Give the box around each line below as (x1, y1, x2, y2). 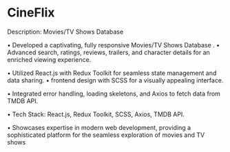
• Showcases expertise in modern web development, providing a (7, 123, 191, 131)
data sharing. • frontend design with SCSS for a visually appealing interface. (7, 76, 224, 84)
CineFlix (7, 5, 55, 21)
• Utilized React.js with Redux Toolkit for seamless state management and (7, 69, 217, 77)
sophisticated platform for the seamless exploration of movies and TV (7, 131, 205, 139)
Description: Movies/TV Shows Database (7, 28, 124, 36)
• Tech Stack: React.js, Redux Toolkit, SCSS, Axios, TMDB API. (7, 110, 185, 118)
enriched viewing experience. (7, 55, 92, 63)
